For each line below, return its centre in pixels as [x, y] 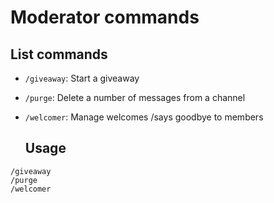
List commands [59, 54]
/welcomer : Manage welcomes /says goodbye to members [144, 117]
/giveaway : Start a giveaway [82, 78]
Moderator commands [105, 17]
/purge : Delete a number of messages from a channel [135, 97]
